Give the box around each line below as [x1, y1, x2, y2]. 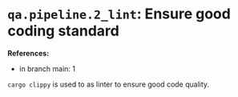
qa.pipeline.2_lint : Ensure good [7, 5, 232, 23]
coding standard [7, 22, 119, 40]
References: [7, 48, 50, 58]
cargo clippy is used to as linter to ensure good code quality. [7, 79, 210, 89]
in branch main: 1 [18, 63, 76, 73]
